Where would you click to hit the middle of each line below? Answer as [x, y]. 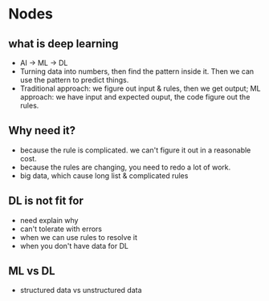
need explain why [49, 220]
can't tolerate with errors [61, 229]
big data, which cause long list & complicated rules [104, 175]
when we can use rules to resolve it [79, 237]
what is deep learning [63, 44]
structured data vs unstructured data [81, 291]
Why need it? [42, 130]
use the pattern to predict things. [74, 80]
